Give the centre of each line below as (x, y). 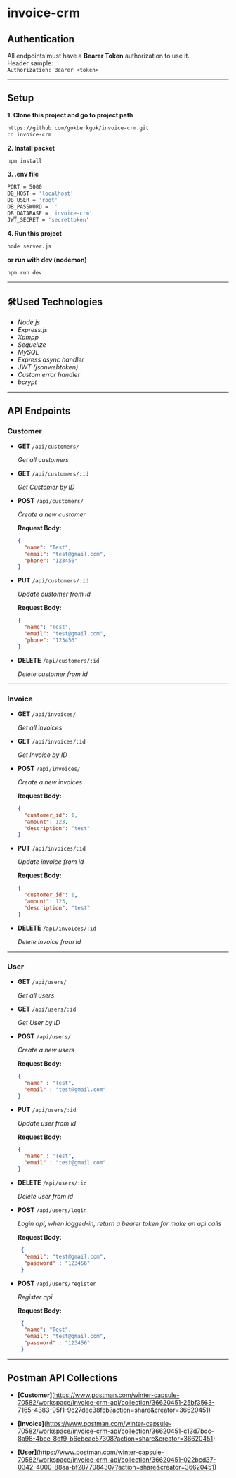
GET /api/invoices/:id (51, 741)
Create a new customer (52, 514)
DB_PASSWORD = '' (33, 207)
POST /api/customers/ (51, 500)
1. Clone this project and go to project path (70, 115)
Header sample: (31, 63)
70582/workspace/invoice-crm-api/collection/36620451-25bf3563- (116, 1402)
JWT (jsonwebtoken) (48, 367)
